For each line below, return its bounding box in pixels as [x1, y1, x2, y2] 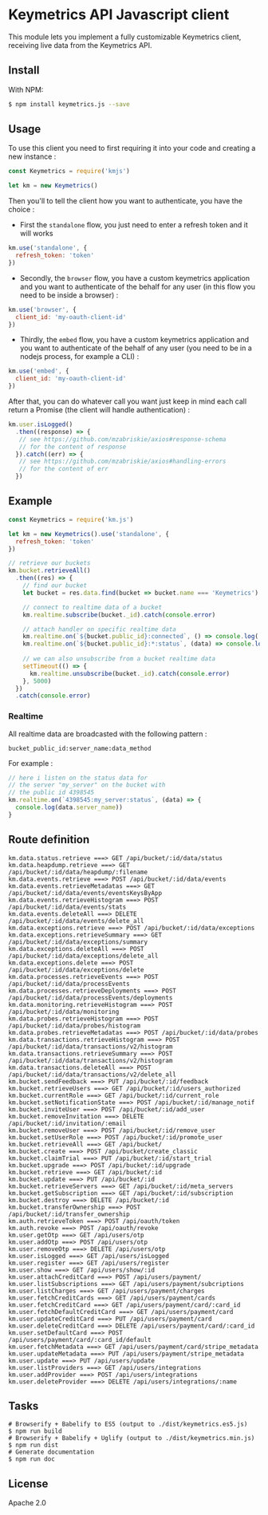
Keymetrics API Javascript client [8, 6, 230, 24]
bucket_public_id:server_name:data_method [8, 744, 152, 752]
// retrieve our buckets [8, 559, 91, 567]
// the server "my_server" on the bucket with [8, 781, 166, 789]
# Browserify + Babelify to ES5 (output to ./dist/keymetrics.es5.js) [8, 1420, 248, 1429]
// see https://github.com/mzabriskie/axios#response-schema [18, 435, 227, 444]
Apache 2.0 [8, 1498, 46, 1508]
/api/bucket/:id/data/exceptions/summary [8, 937, 148, 946]
